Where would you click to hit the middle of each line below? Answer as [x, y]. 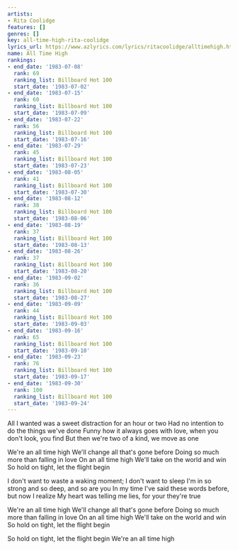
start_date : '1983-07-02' [52, 87]
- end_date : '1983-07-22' [45, 119]
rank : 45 [27, 153]
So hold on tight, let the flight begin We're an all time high [91, 539]
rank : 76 [27, 364]
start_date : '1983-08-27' [52, 298]
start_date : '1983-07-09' [52, 113]
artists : [20, 14]
